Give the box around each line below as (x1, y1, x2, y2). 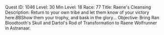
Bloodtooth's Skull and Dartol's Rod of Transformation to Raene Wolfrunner (5, 20, 157, 26)
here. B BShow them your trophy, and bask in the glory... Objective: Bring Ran (5, 15, 160, 20)
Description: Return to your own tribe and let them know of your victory (5, 9, 150, 15)
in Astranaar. (5, 25, 31, 31)
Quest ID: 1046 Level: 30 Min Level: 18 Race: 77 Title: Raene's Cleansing (5, 4, 151, 10)
